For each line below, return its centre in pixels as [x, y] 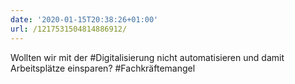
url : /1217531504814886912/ [69, 29]
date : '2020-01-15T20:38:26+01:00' [84, 19]
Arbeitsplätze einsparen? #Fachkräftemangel [103, 68]
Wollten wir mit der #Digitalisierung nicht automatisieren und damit [147, 57]
